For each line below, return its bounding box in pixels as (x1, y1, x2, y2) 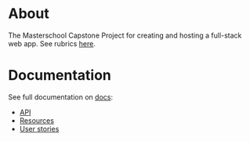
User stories (19, 124, 60, 133)
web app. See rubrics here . (8, 38, 96, 48)
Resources (19, 115, 55, 125)
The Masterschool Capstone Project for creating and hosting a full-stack (8, 31, 242, 40)
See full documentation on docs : (8, 92, 114, 102)
